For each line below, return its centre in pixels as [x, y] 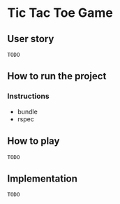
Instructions [29, 96]
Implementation [43, 178]
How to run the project [57, 76]
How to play [33, 141]
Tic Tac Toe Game [60, 13]
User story [31, 39]
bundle [28, 111]
